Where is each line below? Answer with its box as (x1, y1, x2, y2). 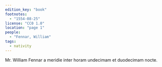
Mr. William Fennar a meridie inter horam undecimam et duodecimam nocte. (5, 57, 158, 63)
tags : (5, 39, 16, 44)
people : (5, 30, 21, 35)
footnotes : (5, 12, 27, 17)
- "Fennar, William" (9, 35, 51, 40)
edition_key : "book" (5, 7, 47, 12)
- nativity (9, 44, 32, 48)
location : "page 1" (5, 25, 45, 30)
